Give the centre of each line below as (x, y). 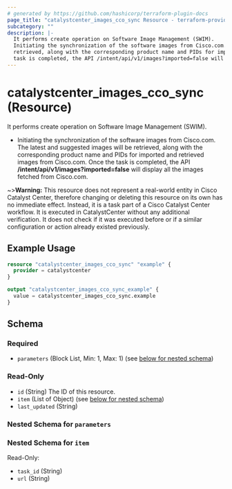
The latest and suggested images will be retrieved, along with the (110, 147)
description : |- (30, 33)
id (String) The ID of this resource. (66, 392)
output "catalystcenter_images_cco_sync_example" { (83, 290)
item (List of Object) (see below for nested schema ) (90, 399)
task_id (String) (40, 471)
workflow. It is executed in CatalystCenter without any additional (98, 212)
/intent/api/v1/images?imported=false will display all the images (110, 169)
